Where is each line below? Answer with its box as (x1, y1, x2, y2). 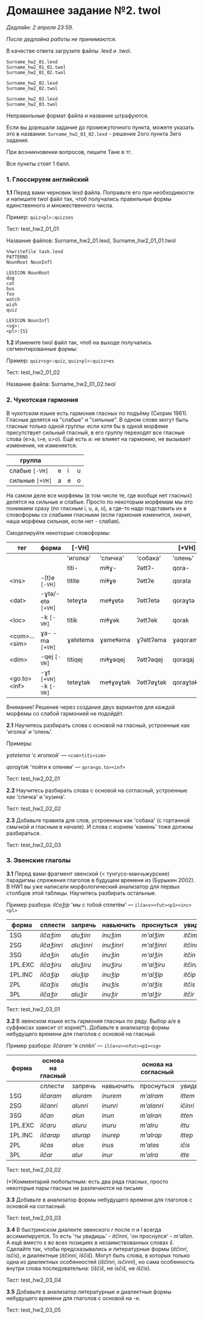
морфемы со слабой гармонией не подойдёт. (6, 709, 124, 717)
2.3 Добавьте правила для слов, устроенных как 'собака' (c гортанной (6, 816, 190, 824)
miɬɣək (99, 616, 120, 624)
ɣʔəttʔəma (136, 636, 167, 644)
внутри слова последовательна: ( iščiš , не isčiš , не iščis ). (6, 1264, 152, 1272)
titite (67, 576, 80, 585)
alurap (71, 1131, 91, 1139)
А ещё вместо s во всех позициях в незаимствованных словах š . (6, 1238, 175, 1246)
